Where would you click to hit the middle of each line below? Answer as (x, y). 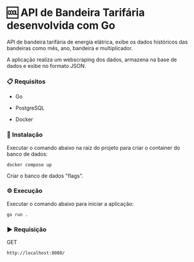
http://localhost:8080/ (36, 253)
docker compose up (29, 165)
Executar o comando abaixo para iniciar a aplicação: (70, 204)
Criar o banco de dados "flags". (45, 176)
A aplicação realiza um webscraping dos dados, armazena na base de (92, 60)
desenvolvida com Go (61, 26)
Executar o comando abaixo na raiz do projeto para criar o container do (93, 148)
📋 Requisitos (26, 81)
